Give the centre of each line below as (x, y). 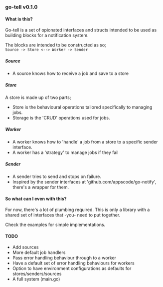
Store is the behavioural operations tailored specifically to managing (82, 107)
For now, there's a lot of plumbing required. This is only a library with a (78, 210)
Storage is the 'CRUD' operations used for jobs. (61, 118)
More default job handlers (39, 252)
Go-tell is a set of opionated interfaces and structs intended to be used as (81, 30)
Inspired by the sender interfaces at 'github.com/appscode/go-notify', (84, 182)
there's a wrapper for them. (40, 187)
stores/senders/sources (37, 274)
